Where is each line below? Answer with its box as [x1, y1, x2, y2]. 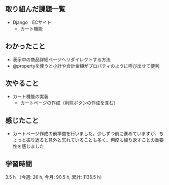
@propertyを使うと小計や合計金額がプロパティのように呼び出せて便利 [12, 63, 160, 69]
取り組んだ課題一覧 [5, 5, 65, 14]
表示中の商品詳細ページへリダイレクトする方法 [12, 56, 111, 63]
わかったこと [5, 42, 46, 51]
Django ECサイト [12, 19, 52, 25]
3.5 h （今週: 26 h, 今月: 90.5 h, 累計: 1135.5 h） [5, 174, 105, 180]
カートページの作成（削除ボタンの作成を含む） [20, 100, 118, 106]
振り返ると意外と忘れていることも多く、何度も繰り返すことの [26, 137, 155, 143]
